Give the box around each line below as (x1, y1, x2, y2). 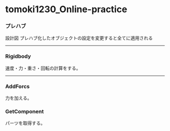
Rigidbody (5, 53, 31, 60)
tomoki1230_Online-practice (5, 4, 127, 15)
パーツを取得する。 (5, 120, 46, 126)
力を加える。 (5, 95, 32, 101)
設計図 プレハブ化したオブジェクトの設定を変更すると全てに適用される (5, 35, 153, 41)
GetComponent (5, 108, 44, 115)
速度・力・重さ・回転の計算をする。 (5, 65, 81, 71)
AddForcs (5, 83, 30, 90)
